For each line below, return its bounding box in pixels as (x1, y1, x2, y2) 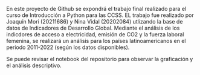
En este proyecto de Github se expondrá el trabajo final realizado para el (6, 5, 187, 12)
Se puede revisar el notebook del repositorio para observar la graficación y (6, 56, 193, 62)
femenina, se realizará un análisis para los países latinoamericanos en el (6, 37, 186, 44)
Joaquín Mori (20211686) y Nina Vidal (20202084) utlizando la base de (6, 18, 183, 25)
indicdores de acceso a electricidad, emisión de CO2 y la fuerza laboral (6, 31, 184, 38)
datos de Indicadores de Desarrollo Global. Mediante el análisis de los (6, 24, 180, 31)
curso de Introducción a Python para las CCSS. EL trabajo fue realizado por (6, 11, 195, 19)
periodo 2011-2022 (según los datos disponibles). (6, 44, 130, 51)
